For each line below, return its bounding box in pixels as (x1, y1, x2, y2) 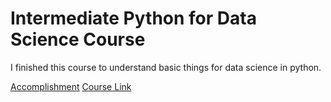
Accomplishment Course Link (10, 80, 132, 92)
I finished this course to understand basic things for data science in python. (10, 61, 322, 73)
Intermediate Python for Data (10, 7, 257, 30)
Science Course (10, 28, 146, 51)
